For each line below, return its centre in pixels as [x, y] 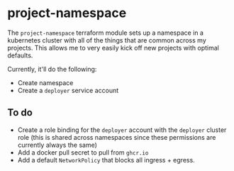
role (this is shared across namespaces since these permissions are [117, 137]
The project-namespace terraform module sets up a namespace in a [106, 33]
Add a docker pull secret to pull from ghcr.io [83, 152]
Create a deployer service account [68, 90]
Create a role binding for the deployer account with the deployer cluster [122, 130]
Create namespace [45, 82]
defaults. [20, 55]
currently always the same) [57, 145]
